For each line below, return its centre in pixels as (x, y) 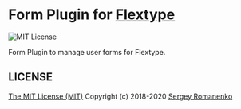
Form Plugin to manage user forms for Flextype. (87, 52)
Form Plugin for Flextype (92, 15)
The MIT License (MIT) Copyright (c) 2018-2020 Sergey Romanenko (120, 96)
